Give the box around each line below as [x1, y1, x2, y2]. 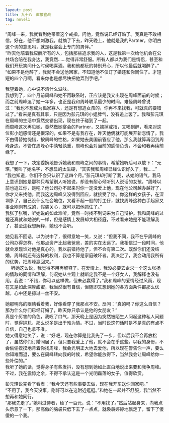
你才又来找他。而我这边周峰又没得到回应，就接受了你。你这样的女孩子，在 [5, 191, 159, 197]
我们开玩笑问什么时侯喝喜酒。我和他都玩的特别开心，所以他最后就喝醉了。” [5, 63, 159, 69]
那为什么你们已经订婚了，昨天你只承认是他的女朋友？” [5, 307, 118, 313]
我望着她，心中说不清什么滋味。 [5, 86, 71, 92]
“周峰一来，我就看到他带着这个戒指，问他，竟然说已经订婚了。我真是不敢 [5, 31, 157, 37]
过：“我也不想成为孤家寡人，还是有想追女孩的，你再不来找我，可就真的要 [5, 105, 157, 111]
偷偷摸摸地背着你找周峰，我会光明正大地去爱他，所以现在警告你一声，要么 [9, 345, 164, 351]
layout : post [5, 7, 33, 13]
